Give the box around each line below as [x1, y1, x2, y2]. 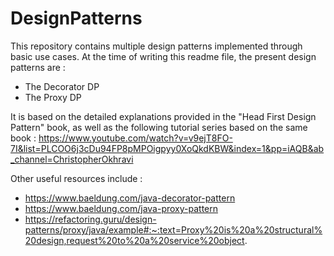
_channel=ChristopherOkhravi [10, 153, 134, 165]
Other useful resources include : [10, 172, 143, 184]
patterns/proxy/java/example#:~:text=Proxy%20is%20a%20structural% [24, 223, 323, 236]
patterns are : [10, 61, 66, 73]
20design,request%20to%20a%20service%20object [24, 234, 245, 246]
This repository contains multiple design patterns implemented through [10, 40, 303, 52]
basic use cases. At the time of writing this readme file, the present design [10, 50, 317, 62]
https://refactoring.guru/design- [24, 213, 157, 225]
